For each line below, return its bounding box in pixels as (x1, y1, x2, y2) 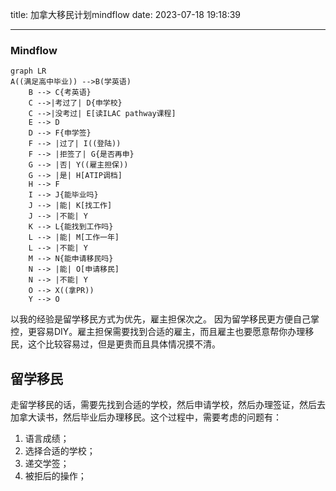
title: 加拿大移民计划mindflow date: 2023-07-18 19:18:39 (10, 9, 242, 20)
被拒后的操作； (24, 470, 87, 482)
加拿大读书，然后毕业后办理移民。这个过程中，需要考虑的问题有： (10, 411, 282, 423)
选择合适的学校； (24, 445, 96, 457)
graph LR (10, 66, 47, 77)
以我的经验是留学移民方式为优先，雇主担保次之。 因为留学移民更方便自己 (10, 313, 311, 325)
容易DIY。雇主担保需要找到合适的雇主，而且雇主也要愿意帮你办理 (36, 326, 306, 338)
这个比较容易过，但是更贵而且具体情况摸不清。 (27, 338, 221, 350)
